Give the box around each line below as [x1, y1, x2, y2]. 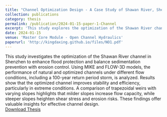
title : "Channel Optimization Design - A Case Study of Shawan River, [5, 7, 155, 12]
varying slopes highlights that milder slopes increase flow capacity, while [5, 90, 155, 96]
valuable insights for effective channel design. [5, 101, 99, 107]
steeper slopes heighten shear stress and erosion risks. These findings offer [5, 96, 162, 102]
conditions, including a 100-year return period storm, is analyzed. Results [5, 74, 155, 80]
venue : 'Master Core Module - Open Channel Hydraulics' [5, 35, 123, 40]
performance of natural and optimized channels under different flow [5, 69, 145, 75]
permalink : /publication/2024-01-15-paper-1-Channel [5, 21, 117, 26]
